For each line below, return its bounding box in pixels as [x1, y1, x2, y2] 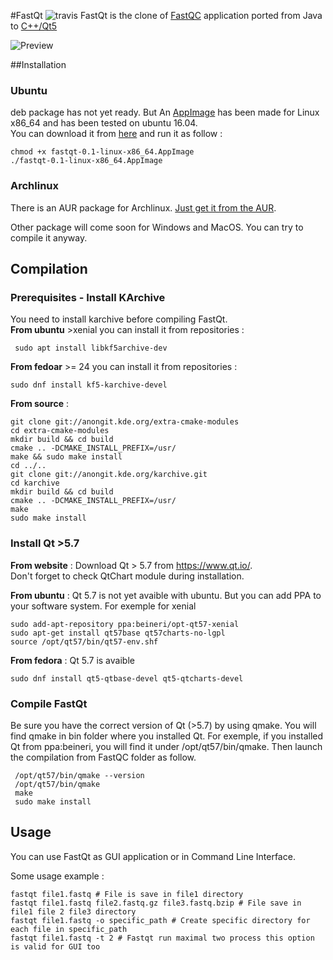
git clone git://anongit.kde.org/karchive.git [10, 470, 208, 480]
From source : [10, 398, 70, 410]
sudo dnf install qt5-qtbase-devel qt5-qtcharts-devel [10, 673, 244, 684]
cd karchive [10, 478, 60, 489]
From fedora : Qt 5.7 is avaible [10, 654, 135, 666]
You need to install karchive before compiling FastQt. [10, 313, 228, 325]
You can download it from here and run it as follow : [10, 128, 223, 140]
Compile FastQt [10, 696, 88, 710]
